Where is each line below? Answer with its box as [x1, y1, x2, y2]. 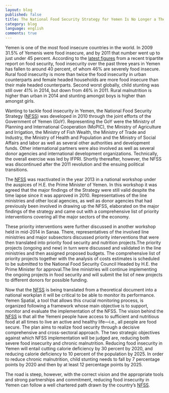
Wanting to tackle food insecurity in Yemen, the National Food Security [5, 108, 152, 114]
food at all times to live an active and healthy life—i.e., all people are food [5, 319, 157, 325]
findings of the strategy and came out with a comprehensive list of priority [5, 208, 159, 214]
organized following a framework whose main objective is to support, [5, 303, 148, 308]
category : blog [5, 21, 37, 27]
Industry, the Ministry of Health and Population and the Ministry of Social [5, 134, 156, 140]
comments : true [5, 31, 37, 36]
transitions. [5, 167, 29, 173]
